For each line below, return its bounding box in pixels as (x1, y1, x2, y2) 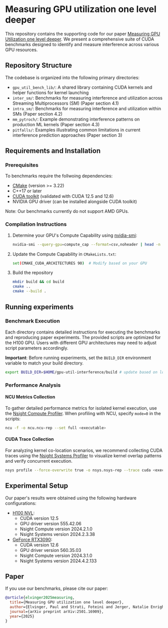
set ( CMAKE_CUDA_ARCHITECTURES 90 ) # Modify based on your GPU (12, 260, 147, 266)
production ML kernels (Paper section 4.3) (12, 121, 100, 127)
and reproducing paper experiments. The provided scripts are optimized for (5, 334, 161, 340)
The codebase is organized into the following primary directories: (5, 74, 140, 81)
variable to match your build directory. (5, 360, 84, 366)
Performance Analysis (5, 382, 61, 389)
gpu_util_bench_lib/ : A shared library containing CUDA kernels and (12, 84, 152, 90)
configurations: (5, 500, 36, 506)
